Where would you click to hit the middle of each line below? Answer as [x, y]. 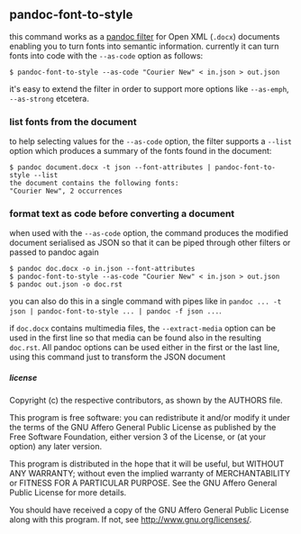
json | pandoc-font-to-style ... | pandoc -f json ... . [116, 311]
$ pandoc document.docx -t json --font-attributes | [110, 167]
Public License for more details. [68, 493]
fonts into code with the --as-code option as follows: [106, 55]
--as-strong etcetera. [50, 98]
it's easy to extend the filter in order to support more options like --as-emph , [150, 88]
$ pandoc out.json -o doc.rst [66, 285]
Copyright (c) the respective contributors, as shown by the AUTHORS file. [146, 401]
